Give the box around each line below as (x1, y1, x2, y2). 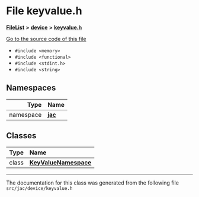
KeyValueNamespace (29, 158, 92, 167)
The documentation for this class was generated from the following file (6, 179, 179, 186)
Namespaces (6, 83, 56, 93)
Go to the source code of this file (6, 35, 86, 42)
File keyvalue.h (6, 4, 82, 18)
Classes (6, 131, 37, 141)
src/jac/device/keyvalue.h (6, 185, 73, 191)
